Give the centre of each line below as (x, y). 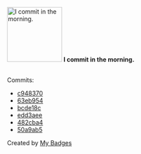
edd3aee (29, 115)
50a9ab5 (30, 130)
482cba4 (30, 122)
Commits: (21, 80)
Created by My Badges (39, 143)
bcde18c (29, 108)
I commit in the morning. (99, 60)
